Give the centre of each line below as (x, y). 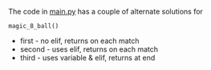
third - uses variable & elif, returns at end (87, 58)
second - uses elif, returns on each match (89, 49)
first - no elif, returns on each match (79, 41)
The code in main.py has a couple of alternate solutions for (105, 12)
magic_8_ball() (34, 26)
